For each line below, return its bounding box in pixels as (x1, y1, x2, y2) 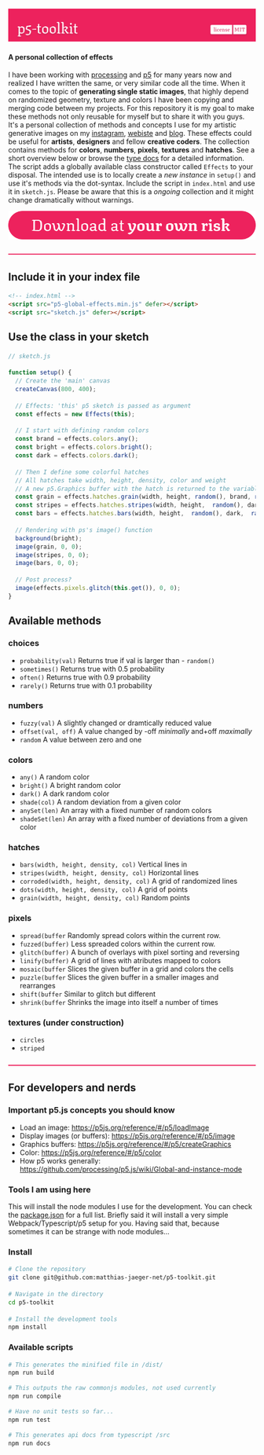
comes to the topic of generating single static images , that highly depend (8, 86, 249, 96)
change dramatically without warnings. (8, 195, 134, 204)
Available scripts (8, 1342, 74, 1353)
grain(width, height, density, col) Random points (19, 893, 190, 903)
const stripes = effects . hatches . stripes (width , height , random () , (15, 501, 244, 509)
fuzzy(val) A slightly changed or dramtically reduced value (19, 718, 212, 727)
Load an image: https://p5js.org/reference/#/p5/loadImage (19, 1123, 210, 1132)
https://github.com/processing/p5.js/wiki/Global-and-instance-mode (19, 1164, 242, 1174)
